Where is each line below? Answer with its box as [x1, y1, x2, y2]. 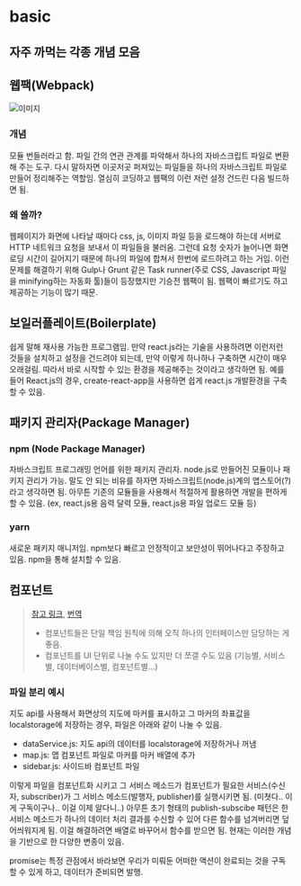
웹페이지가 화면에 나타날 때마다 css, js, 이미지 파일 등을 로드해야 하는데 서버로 [9, 230, 282, 241]
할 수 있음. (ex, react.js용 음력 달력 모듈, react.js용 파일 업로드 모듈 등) [9, 497, 257, 509]
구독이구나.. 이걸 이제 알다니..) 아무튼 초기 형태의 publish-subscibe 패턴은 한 [18, 802, 289, 813]
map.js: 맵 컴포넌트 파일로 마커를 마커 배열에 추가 [22, 749, 196, 760]
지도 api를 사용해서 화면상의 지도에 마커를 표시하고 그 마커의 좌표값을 [9, 708, 251, 719]
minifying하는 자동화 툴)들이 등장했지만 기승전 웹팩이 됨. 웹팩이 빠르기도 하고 [18, 275, 288, 286]
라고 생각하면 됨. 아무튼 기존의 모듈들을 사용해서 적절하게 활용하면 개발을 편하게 [9, 487, 288, 497]
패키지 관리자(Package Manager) [9, 416, 190, 431]
